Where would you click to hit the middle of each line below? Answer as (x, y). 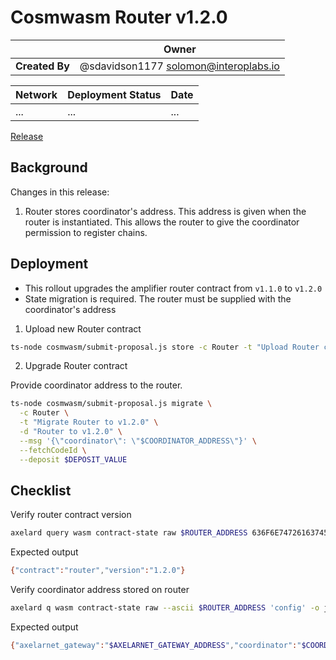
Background (49, 167)
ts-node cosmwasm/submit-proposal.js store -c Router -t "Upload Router (165, 347)
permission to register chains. (86, 232)
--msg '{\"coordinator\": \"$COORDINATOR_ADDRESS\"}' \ (138, 441)
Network (36, 94)
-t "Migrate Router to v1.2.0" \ (89, 422)
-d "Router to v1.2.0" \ (71, 432)
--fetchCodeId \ (53, 450)
